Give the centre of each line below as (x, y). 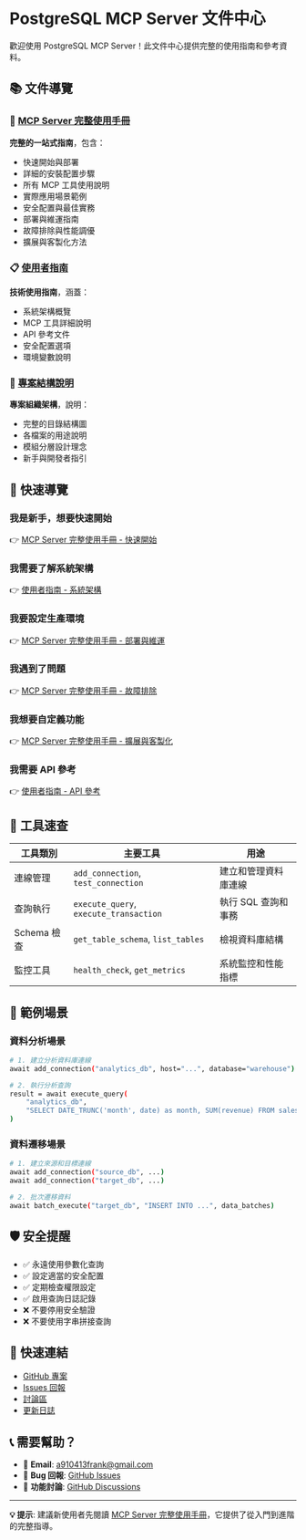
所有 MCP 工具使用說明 (66, 184)
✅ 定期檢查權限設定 (59, 1286)
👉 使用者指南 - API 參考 (55, 791)
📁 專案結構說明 (42, 382)
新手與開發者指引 (55, 458)
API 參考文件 (46, 334)
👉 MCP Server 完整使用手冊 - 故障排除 (83, 691)
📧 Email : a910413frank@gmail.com (88, 1464)
